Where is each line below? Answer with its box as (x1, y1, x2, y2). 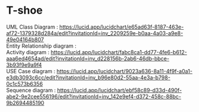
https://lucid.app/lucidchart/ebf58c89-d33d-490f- (57, 86, 182, 94)
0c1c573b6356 (6, 80, 43, 87)
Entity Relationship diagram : (6, 42, 76, 49)
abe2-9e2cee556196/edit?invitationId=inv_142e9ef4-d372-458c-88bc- (6, 93, 182, 100)
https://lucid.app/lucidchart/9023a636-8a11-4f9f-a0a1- (56, 67, 193, 74)
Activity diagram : (6, 48, 50, 55)
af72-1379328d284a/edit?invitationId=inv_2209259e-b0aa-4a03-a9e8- (6, 29, 183, 36)
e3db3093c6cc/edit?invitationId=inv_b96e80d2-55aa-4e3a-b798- (6, 74, 171, 81)
